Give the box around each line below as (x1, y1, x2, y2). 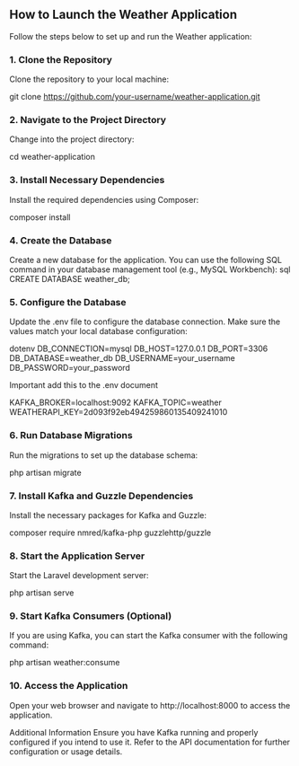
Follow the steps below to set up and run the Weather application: (9, 31, 252, 41)
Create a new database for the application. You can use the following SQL (9, 255, 283, 265)
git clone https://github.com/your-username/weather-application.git (9, 92, 260, 102)
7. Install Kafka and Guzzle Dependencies (9, 489, 194, 502)
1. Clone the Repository (9, 53, 112, 66)
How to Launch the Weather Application (9, 7, 238, 22)
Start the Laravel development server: (9, 570, 150, 581)
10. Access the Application (9, 680, 128, 692)
